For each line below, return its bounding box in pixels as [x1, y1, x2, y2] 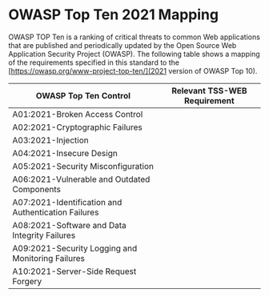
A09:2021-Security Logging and [12, 243, 138, 254]
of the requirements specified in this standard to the [8, 58, 180, 67]
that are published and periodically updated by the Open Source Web [8, 40, 237, 50]
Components [12, 183, 62, 195]
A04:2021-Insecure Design [12, 147, 118, 159]
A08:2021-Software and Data [12, 219, 126, 231]
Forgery [12, 275, 42, 287]
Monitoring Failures [12, 252, 86, 263]
